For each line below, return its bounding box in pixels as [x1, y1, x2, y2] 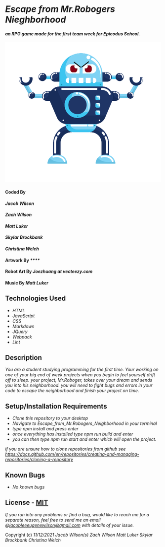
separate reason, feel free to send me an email [5, 517, 101, 523]
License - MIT [5, 498, 48, 507]
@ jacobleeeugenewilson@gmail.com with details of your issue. [5, 522, 134, 528]
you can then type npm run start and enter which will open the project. [12, 436, 157, 442]
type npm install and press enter [12, 426, 79, 432]
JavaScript [12, 313, 35, 319]
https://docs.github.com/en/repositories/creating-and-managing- [5, 451, 139, 457]
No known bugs [12, 484, 45, 490]
